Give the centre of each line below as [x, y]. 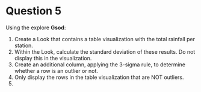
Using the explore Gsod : [36, 27]
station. [24, 45]
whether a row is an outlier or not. [56, 70]
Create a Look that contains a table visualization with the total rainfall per [105, 39]
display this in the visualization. [53, 58]
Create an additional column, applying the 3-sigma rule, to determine [100, 65]
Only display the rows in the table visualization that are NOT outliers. [99, 77]
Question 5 [34, 11]
